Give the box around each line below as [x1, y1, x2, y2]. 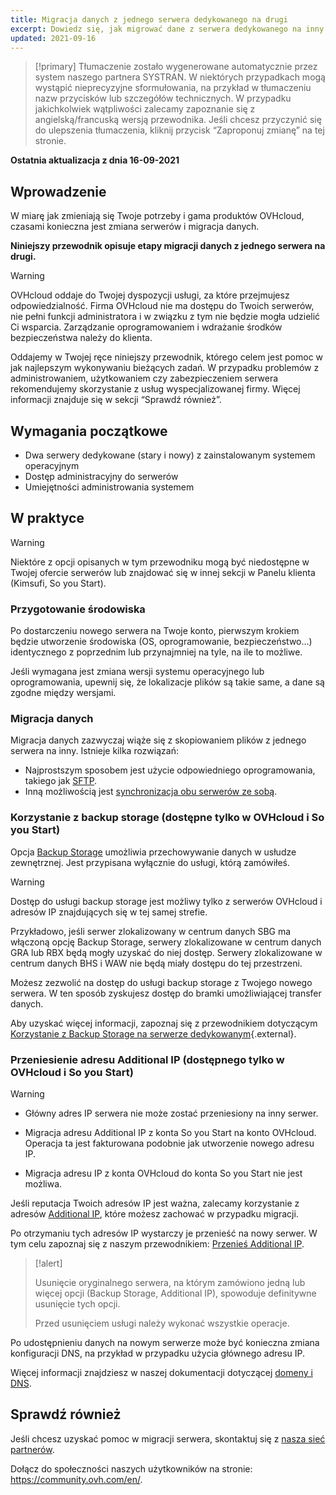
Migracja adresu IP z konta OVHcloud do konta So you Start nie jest [24, 1167, 303, 1179]
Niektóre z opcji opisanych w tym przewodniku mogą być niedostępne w [10, 556, 310, 568]
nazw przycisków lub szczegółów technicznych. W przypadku [34, 92, 292, 105]
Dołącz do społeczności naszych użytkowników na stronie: [10, 1462, 253, 1475]
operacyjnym [24, 460, 80, 471]
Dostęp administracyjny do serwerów [24, 471, 179, 482]
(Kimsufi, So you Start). [10, 577, 107, 589]
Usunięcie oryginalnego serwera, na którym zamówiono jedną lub [34, 1277, 306, 1288]
